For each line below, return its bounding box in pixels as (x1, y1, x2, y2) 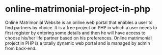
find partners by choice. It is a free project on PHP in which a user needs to (5, 24, 157, 30)
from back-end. (5, 45, 37, 51)
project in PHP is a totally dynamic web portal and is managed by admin (5, 40, 151, 46)
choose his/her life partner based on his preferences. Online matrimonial (5, 35, 152, 41)
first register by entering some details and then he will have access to (5, 30, 146, 36)
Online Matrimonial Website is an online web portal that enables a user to (5, 19, 153, 25)
